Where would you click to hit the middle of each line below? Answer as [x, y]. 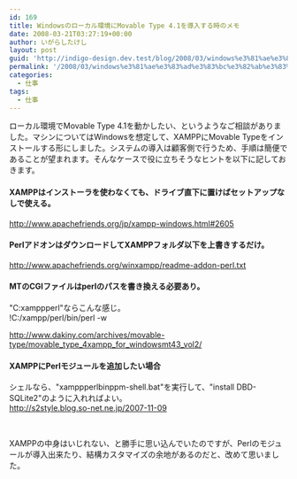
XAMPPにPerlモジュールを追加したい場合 [85, 366]
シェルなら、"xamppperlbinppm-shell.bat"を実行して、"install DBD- [133, 387]
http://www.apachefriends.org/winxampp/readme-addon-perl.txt [128, 265]
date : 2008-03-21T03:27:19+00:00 [71, 34]
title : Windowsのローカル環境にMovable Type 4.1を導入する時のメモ [125, 26]
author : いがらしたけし [48, 42]
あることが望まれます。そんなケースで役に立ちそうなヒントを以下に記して [144, 159]
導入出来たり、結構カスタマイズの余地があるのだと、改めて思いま [152, 455]
